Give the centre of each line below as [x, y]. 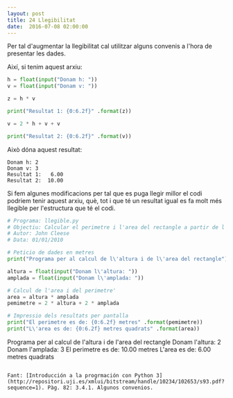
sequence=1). [26, 388]
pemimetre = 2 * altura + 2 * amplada [63, 303]
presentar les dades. [36, 53]
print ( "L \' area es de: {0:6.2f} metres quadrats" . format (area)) [103, 329]
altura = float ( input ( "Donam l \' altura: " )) [72, 271]
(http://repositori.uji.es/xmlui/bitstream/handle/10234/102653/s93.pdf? [116, 381]
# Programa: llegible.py [43, 220]
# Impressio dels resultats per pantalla [68, 316]
